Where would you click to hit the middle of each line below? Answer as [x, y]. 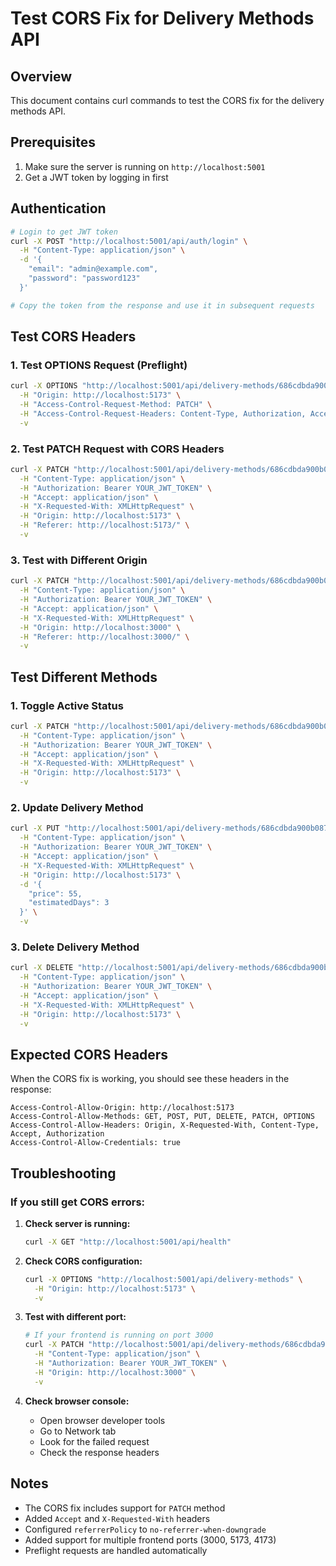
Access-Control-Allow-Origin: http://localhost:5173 [122, 1108]
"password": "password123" [84, 278]
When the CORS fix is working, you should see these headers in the [150, 1079]
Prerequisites [53, 142]
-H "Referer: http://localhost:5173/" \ [104, 525]
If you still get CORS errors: [78, 1202]
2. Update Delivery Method [77, 808]
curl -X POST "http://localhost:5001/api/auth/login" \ [129, 241]
